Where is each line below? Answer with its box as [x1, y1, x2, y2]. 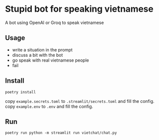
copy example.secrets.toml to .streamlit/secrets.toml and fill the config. [5, 98, 155, 104]
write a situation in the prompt [12, 47, 73, 52]
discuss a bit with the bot [12, 52, 63, 58]
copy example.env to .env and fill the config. [5, 103, 93, 109]
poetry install [5, 90, 36, 94]
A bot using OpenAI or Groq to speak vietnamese [5, 20, 104, 25]
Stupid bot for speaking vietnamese [5, 3, 154, 15]
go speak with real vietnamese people [12, 57, 89, 63]
